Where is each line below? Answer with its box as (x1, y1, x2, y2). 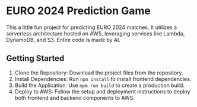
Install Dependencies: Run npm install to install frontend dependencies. (14, 75, 192, 82)
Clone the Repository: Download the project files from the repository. (14, 69, 184, 76)
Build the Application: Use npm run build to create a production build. (14, 82, 185, 89)
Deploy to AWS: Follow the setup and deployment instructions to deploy (14, 87, 190, 95)
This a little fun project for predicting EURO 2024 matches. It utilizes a (6, 24, 177, 31)
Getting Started (6, 53, 65, 63)
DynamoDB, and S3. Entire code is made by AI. (6, 36, 120, 43)
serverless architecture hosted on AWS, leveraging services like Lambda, (6, 30, 185, 37)
